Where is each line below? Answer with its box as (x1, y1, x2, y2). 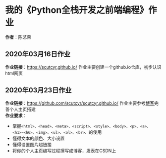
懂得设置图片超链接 (12, 141, 52, 147)
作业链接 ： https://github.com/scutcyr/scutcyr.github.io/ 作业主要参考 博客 (5, 100, 155, 106)
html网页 (5, 70, 23, 76)
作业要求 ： (5, 112, 27, 118)
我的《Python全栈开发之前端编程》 (5, 4, 149, 16)
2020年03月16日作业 (5, 50, 71, 58)
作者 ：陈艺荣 (5, 34, 31, 40)
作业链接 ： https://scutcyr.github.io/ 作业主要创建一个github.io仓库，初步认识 (5, 64, 162, 70)
